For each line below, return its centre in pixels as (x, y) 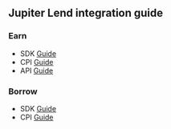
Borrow (23, 91)
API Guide (37, 71)
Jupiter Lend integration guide (86, 13)
